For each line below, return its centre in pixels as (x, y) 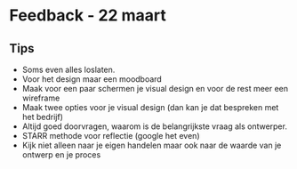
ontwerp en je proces (61, 155)
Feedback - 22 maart (88, 16)
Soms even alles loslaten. (68, 69)
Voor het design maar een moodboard (92, 79)
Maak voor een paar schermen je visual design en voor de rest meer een (155, 89)
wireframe (41, 98)
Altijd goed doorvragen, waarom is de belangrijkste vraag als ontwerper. (154, 126)
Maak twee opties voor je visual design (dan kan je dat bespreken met (150, 107)
